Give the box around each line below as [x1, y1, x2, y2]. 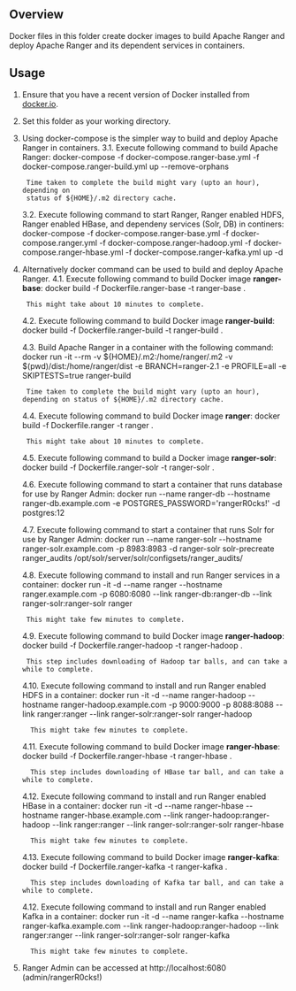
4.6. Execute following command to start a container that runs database [21, 479, 283, 489]
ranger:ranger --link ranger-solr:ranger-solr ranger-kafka [21, 929, 231, 941]
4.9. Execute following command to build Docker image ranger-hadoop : [21, 630, 285, 641]
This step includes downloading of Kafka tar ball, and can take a [30, 878, 285, 887]
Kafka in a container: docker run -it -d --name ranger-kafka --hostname [21, 910, 285, 921]
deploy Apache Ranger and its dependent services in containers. [9, 40, 246, 50]
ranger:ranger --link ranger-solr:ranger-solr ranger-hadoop [36, 708, 253, 719]
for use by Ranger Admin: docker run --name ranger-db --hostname [21, 488, 271, 499]
